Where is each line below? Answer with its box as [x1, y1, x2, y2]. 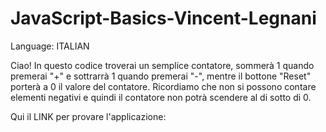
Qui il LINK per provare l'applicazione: [10, 110, 167, 122]
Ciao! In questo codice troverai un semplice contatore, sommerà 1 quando [10, 59, 315, 71]
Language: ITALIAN [10, 40, 90, 52]
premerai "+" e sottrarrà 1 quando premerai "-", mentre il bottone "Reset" [10, 70, 312, 82]
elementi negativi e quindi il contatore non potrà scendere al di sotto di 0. [10, 91, 312, 103]
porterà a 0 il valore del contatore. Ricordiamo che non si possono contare [10, 80, 317, 92]
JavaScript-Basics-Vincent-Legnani [10, 7, 317, 30]
